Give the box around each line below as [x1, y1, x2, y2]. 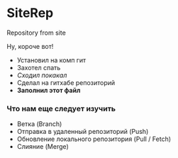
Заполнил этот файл [16, 86, 81, 94]
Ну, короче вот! [6, 42, 54, 50]
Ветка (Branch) [16, 120, 62, 128]
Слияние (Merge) [16, 142, 69, 151]
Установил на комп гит [16, 55, 87, 64]
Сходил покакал [16, 71, 67, 79]
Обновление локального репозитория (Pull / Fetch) [16, 135, 172, 143]
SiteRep [6, 5, 54, 21]
